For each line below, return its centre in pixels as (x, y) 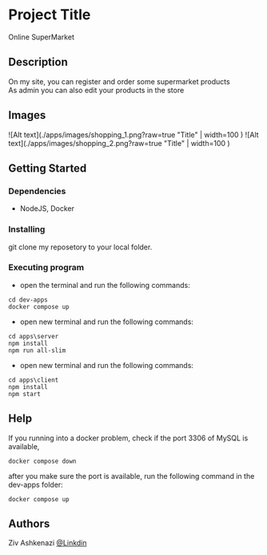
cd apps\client (34, 380)
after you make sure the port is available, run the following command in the (132, 476)
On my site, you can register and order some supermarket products (119, 81)
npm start (25, 394)
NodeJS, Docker (47, 209)
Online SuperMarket (41, 37)
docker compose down (43, 461)
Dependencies (37, 191)
